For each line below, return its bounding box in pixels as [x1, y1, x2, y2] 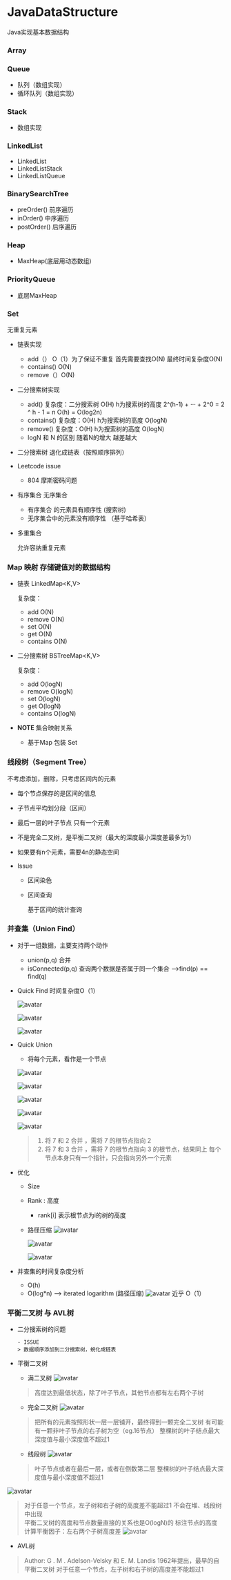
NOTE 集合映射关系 [17, 723, 72, 732]
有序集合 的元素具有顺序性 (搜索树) [27, 505, 126, 513]
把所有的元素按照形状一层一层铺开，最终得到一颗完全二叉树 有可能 [34, 1418, 224, 1427]
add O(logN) [27, 680, 63, 688]
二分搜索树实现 [17, 385, 60, 394]
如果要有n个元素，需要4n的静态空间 [17, 848, 119, 856]
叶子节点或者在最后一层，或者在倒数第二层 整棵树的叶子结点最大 [34, 1465, 218, 1473]
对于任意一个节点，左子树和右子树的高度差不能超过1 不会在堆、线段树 [23, 1501, 222, 1510]
